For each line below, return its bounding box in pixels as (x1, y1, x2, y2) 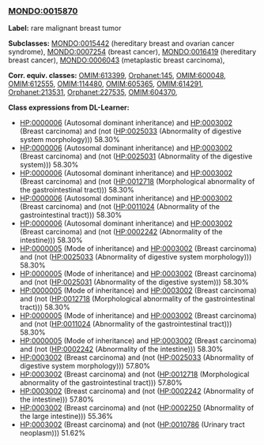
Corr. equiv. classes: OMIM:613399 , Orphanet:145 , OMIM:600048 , (8, 71, 227, 80)
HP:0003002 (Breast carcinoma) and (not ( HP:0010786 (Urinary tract (19, 420, 245, 429)
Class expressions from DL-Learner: (8, 103, 130, 112)
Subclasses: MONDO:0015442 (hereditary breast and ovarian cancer (8, 39, 235, 48)
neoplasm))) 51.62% (19, 428, 86, 438)
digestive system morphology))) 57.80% (19, 361, 151, 371)
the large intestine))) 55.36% (19, 412, 113, 421)
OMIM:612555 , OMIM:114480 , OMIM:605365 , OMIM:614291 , (8, 79, 204, 88)
